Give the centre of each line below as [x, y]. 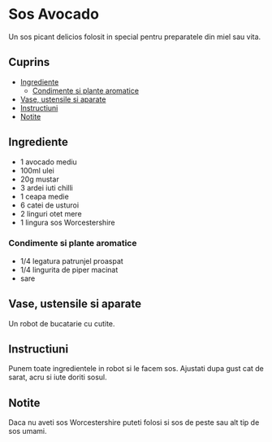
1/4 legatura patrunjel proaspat [71, 260]
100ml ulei [37, 170]
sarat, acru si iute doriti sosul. [58, 377]
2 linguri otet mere [51, 213]
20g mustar [39, 179]
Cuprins [29, 62]
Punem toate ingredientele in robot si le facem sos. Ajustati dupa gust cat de [136, 369]
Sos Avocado [54, 14]
